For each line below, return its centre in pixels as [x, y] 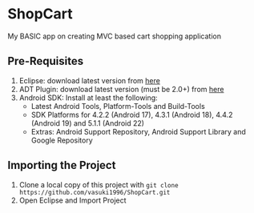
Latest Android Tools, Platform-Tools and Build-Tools [118, 106]
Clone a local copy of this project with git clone [99, 184]
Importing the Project [62, 165]
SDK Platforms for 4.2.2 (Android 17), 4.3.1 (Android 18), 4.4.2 [132, 115]
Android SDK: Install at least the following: [88, 98]
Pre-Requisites [46, 61]
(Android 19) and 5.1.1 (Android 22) [88, 123]
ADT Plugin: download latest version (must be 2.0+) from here [121, 89]
